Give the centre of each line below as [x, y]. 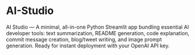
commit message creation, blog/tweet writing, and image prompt [84, 39]
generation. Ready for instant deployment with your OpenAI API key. [88, 46]
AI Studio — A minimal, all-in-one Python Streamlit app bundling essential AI [97, 27]
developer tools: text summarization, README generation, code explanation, [98, 33]
